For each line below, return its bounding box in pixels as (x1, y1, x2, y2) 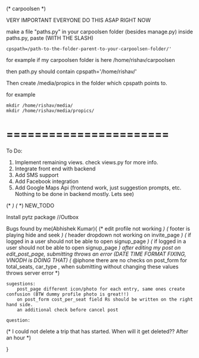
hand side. (6, 301, 33, 307)
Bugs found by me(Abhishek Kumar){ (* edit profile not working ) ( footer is (6, 225, 191, 232)
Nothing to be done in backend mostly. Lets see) (14, 190, 134, 197)
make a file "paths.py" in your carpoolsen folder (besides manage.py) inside (6, 28, 194, 35)
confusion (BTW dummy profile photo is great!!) (6, 291, 129, 297)
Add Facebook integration (14, 178, 79, 185)
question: (6, 317, 31, 323)
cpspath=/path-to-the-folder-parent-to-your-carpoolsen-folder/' (6, 46, 172, 52)
